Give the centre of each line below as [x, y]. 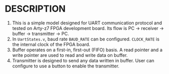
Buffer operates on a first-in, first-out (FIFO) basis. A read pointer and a [87, 50]
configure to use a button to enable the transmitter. [66, 66]
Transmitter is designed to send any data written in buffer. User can [83, 60]
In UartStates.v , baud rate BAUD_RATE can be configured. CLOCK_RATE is [86, 39]
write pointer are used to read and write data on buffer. [70, 55]
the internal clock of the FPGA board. [51, 44]
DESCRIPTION [35, 9]
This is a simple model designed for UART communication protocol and [87, 23]
